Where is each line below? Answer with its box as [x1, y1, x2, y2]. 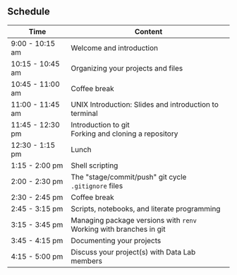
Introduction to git [70, 119, 130, 129]
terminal [70, 108, 98, 118]
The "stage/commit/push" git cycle [70, 172, 187, 182]
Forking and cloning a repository [70, 129, 178, 139]
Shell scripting [70, 160, 119, 170]
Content [134, 26, 163, 36]
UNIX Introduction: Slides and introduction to [70, 99, 219, 109]
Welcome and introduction [70, 42, 159, 52]
